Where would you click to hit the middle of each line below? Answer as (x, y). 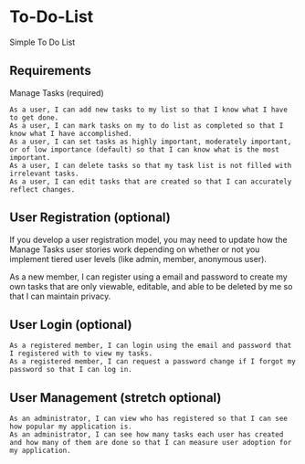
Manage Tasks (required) (57, 92)
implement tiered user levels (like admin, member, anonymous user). (138, 258)
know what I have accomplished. (71, 133)
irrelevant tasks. (44, 174)
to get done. (34, 117)
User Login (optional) (71, 325)
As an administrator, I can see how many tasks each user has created (147, 435)
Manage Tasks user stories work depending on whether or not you (135, 249)
